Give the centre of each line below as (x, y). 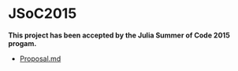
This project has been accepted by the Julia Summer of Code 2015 (119, 35)
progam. (22, 43)
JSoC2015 (43, 14)
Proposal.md (40, 59)
